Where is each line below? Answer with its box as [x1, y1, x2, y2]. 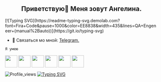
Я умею [5, 46, 18, 51]
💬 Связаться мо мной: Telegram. [12, 37, 80, 43]
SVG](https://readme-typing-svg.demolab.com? [24, 17, 120, 23]
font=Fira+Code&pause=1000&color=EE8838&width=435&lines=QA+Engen [5, 23, 157, 28]
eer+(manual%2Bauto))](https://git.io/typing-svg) [5, 27, 104, 34]
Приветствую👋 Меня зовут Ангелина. [21, 5, 142, 13]
